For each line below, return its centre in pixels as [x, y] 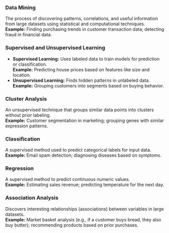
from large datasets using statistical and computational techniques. [75, 24]
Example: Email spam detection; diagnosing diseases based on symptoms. [83, 155]
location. [22, 75]
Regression [19, 168]
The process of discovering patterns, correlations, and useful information [82, 19]
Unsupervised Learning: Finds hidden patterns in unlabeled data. [81, 80]
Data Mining [20, 8]
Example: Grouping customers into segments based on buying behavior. [88, 85]
